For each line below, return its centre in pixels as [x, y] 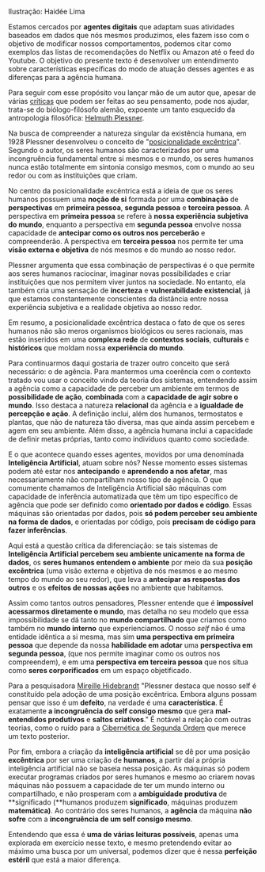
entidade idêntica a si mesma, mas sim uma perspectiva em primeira [121, 637]
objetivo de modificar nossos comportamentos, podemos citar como [120, 44]
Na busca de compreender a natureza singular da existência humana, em [127, 133]
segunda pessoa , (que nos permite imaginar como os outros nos [114, 654]
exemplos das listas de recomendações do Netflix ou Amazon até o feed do [131, 52]
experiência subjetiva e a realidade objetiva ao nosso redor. [105, 307]
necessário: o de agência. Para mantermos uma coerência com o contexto [130, 371]
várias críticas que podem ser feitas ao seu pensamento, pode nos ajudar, [129, 101]
